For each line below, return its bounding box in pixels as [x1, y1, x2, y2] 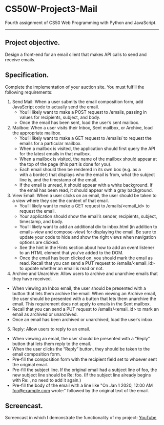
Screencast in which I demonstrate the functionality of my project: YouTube [5, 415, 157, 421]
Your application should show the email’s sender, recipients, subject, [19, 213, 157, 219]
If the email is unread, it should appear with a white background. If [19, 182, 153, 188]
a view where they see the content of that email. [12, 198, 109, 203]
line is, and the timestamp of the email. [19, 176, 98, 182]
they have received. [12, 275, 52, 281]
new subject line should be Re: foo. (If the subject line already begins [12, 372, 151, 378]
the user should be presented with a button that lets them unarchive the [12, 296, 156, 301]
